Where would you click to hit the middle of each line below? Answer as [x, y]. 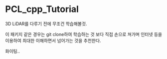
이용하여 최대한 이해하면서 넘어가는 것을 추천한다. [53, 40]
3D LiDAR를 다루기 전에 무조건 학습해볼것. [46, 23]
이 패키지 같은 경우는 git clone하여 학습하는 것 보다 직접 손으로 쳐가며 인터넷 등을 [84, 34]
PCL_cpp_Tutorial [42, 9]
